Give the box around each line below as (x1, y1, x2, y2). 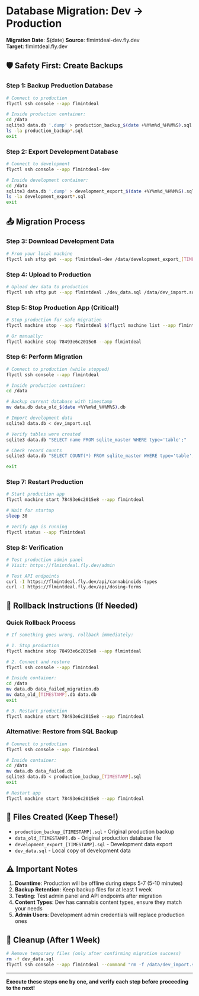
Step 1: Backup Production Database (6, 81, 113, 90)
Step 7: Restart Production (6, 478, 84, 486)
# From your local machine (6, 251, 73, 257)
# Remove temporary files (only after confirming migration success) (6, 951, 182, 957)
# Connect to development (6, 161, 70, 167)
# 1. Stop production (6, 642, 60, 648)
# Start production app (6, 491, 65, 497)
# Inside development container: (6, 177, 89, 183)
